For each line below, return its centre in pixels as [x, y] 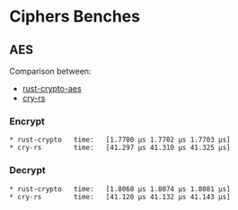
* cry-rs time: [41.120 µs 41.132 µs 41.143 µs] [120, 197]
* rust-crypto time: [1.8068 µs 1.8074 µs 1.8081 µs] [120, 189]
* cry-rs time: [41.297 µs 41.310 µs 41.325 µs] [120, 148]
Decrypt [28, 171]
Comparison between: [50, 71]
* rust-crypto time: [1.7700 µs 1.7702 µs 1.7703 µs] [120, 140]
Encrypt [27, 121]
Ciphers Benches [75, 17]
